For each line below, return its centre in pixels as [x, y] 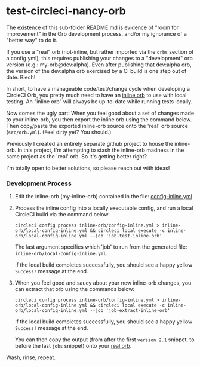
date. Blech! [21, 77]
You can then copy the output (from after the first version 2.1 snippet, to [104, 340]
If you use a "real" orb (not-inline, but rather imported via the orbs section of [100, 51]
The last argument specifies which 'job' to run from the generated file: [101, 247]
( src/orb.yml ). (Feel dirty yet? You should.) [59, 132]
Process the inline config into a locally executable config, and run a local [104, 208]
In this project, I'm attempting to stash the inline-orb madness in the [101, 150]
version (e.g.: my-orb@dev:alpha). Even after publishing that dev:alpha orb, [99, 65]
